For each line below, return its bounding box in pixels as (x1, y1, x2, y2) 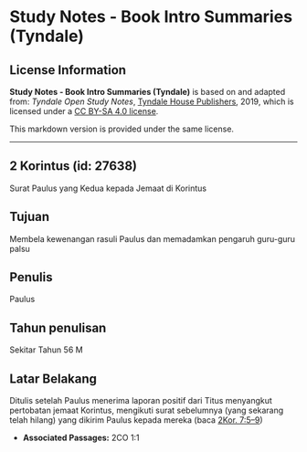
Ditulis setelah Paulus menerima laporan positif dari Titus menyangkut (9, 395, 272, 406)
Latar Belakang (9, 371, 98, 386)
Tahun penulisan (9, 320, 107, 335)
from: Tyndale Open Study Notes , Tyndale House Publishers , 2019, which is (9, 96, 294, 107)
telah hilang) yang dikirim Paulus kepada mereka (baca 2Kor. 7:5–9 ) (9, 415, 263, 426)
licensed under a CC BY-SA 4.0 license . (9, 106, 159, 116)
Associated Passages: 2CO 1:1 (22, 432, 140, 444)
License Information (9, 62, 126, 78)
